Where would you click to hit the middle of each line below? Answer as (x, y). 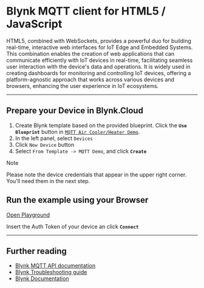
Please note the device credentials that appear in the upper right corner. (97, 175)
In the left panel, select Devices (54, 138)
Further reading (36, 251)
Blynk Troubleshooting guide (51, 272)
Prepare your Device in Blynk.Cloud (75, 111)
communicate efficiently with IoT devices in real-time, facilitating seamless (100, 60)
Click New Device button (45, 144)
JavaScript (34, 24)
